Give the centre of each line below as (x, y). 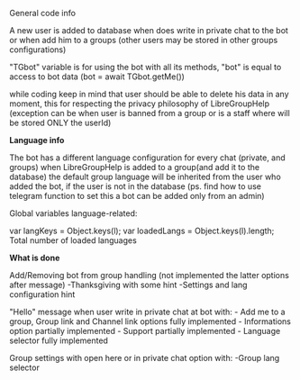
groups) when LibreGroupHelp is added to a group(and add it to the (134, 167)
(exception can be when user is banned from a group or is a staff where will (150, 113)
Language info (37, 140)
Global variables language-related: (73, 213)
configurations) (38, 50)
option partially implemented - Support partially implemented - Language (145, 331)
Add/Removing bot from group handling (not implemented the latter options (150, 275)
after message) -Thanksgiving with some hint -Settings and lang (128, 285)
